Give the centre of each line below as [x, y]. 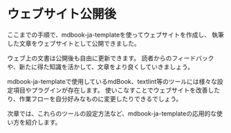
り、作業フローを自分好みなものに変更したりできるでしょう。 [95, 98]
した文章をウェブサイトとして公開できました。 [74, 43]
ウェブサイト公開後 [62, 14]
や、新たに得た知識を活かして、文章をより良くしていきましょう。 [100, 66]
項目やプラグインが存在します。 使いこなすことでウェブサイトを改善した [117, 90]
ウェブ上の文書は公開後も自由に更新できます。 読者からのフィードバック [111, 58]
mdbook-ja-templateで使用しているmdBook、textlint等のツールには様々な [112, 81]
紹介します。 [43, 122]
